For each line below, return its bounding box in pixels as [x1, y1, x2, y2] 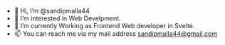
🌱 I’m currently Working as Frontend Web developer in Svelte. [14, 22, 195, 30]
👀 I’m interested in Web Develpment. [14, 14, 121, 22]
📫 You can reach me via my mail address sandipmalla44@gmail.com [14, 30, 218, 38]
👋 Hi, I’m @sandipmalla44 [14, 7, 90, 15]
